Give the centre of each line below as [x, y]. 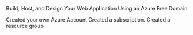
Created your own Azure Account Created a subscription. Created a [88, 20]
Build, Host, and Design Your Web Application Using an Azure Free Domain [97, 8]
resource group [25, 26]
